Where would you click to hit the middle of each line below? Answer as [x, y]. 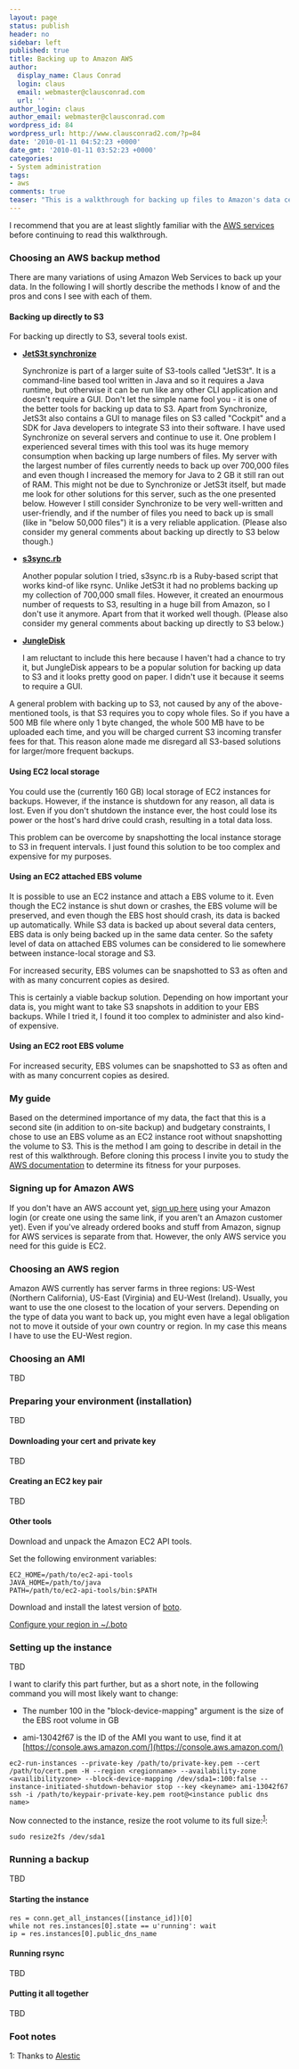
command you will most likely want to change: [94, 1694]
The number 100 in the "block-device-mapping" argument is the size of [153, 1711]
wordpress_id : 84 [41, 126]
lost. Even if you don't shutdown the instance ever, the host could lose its [143, 810]
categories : [31, 158]
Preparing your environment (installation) [101, 1401]
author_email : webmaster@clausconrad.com [87, 117]
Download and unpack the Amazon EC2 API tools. [101, 1541]
